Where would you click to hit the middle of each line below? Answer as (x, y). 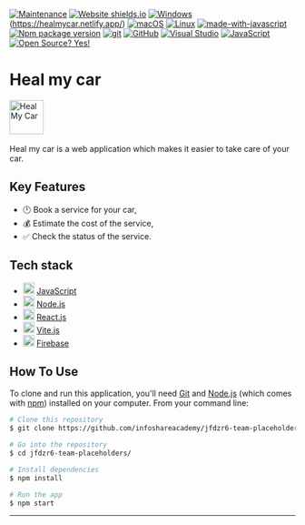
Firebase (53, 343)
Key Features (48, 187)
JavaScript (56, 290)
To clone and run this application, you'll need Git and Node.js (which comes (151, 394)
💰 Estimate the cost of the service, (88, 223)
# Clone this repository (56, 420)
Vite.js (48, 330)
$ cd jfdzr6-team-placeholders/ (70, 453)
